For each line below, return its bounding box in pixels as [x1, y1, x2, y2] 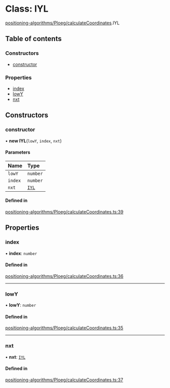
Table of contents [5, 34, 62, 43]
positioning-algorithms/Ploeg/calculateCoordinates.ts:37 [5, 376, 123, 383]
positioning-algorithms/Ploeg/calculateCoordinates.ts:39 [5, 209, 124, 215]
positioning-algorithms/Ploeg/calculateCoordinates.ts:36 [5, 273, 124, 279]
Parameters [5, 149, 30, 155]
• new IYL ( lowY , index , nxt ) [5, 137, 62, 144]
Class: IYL [5, 3, 49, 15]
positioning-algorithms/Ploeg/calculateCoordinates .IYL [5, 20, 120, 26]
